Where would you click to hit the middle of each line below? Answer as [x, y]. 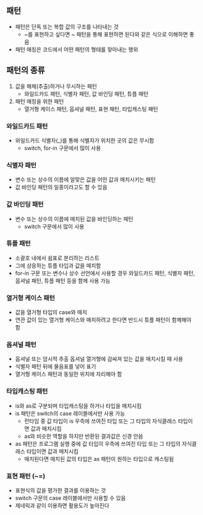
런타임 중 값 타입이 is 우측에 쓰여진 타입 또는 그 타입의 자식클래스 [100, 421]
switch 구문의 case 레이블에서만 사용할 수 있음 [70, 498]
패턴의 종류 [26, 71]
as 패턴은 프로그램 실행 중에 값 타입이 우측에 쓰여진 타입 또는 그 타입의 [98, 443]
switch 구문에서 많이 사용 [54, 226]
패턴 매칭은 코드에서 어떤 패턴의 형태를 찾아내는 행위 [76, 49]
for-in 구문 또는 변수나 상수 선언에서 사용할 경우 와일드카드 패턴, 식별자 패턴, [105, 273]
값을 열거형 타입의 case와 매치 [51, 312]
